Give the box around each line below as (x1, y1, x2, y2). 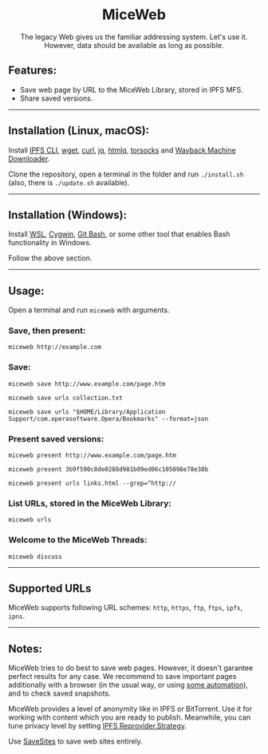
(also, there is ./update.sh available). (8, 177, 130, 187)
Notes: (8, 641, 42, 656)
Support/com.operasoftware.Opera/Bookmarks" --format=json (8, 415, 209, 423)
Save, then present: (8, 325, 86, 336)
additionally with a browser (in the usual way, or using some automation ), (8, 681, 249, 690)
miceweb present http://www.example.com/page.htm (8, 451, 177, 460)
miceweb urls (8, 516, 52, 524)
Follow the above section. (8, 253, 93, 263)
